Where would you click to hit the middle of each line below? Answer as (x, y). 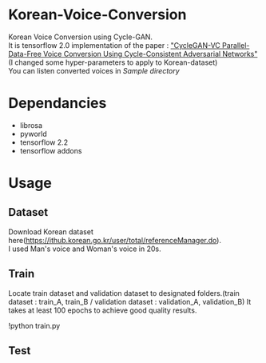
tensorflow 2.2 (44, 142)
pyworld (34, 134)
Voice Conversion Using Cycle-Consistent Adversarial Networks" (151, 54)
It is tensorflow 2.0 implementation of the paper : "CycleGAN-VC (115, 45)
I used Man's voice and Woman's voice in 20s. (85, 249)
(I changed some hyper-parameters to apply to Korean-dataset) (113, 62)
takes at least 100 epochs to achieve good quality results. (103, 310)
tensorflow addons (51, 150)
